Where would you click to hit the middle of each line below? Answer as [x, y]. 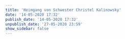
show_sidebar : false [27, 29]
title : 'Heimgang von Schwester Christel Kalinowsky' [64, 10]
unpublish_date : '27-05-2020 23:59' [44, 24]
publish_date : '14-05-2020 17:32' [42, 19]
